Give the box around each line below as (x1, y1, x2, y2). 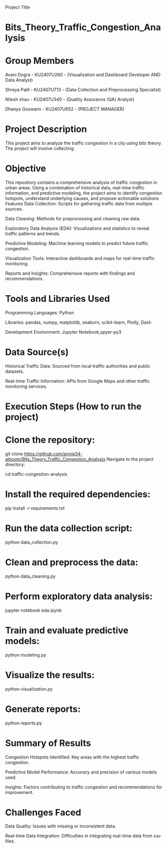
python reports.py (5, 720, 42, 726)
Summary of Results (5, 737, 91, 749)
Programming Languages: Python (5, 309, 74, 315)
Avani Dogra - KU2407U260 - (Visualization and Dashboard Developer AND (5, 72, 161, 78)
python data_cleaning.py (5, 573, 56, 579)
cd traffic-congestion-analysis (5, 471, 68, 477)
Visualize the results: (5, 669, 95, 681)
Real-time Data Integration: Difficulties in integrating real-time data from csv (5, 833, 161, 839)
